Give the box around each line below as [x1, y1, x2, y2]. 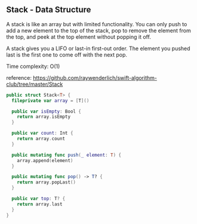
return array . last [17, 201, 63, 207]
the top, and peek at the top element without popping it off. [6, 33, 151, 41]
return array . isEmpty [17, 114, 70, 120]
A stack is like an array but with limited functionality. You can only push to [6, 20, 187, 27]
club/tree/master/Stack [6, 80, 63, 88]
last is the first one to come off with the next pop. [6, 51, 127, 58]
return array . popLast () [17, 179, 76, 185]
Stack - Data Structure [6, 5, 91, 15]
